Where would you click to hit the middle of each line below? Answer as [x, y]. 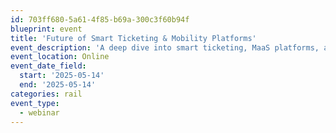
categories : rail [46, 94]
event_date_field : [48, 66]
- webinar [39, 112]
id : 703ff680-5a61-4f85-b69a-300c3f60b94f [100, 19]
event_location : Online [60, 57]
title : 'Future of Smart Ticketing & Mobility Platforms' [133, 38]
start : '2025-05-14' [62, 76]
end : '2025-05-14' [58, 85]
